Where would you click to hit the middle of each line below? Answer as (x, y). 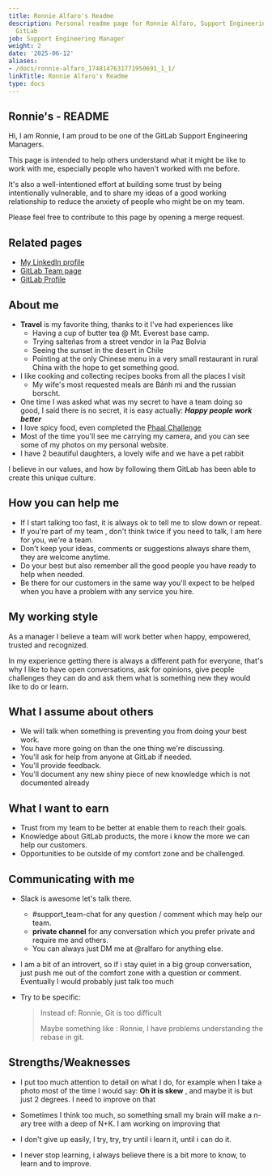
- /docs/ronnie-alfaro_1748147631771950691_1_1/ (92, 69)
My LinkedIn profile (52, 262)
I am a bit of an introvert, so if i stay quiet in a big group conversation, (136, 964)
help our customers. (53, 845)
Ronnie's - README (59, 116)
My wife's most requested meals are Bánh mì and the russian (134, 384)
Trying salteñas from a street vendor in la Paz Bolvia (119, 342)
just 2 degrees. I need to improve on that (88, 1099)
